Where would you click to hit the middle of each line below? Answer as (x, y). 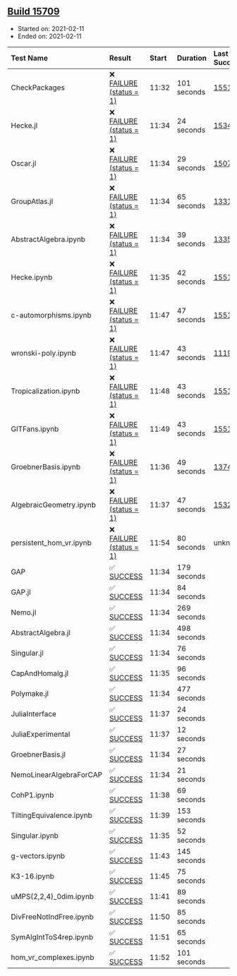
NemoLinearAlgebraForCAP (57, 774)
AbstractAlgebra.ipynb (48, 239)
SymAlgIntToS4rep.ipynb (52, 936)
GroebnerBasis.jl (38, 754)
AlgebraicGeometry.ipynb (54, 505)
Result (120, 58)
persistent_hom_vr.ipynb (51, 543)
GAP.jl (21, 592)
